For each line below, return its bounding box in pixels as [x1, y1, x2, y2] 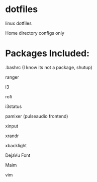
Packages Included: [5, 48, 89, 59]
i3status [5, 103, 22, 109]
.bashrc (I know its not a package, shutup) [5, 64, 92, 70]
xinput [5, 123, 19, 129]
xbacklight [5, 142, 27, 148]
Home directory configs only [5, 30, 64, 36]
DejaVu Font [5, 152, 31, 158]
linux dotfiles [5, 20, 32, 26]
